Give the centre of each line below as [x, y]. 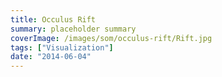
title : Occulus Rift [53, 19]
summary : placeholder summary [73, 29]
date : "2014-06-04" [51, 57]
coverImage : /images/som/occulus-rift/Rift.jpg [111, 38]
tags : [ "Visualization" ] [62, 47]
